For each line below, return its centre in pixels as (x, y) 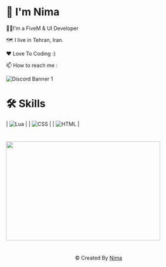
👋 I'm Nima (33, 12)
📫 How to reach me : (32, 65)
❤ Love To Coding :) (31, 53)
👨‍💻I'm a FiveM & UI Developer (42, 28)
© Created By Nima (99, 258)
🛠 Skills (26, 104)
